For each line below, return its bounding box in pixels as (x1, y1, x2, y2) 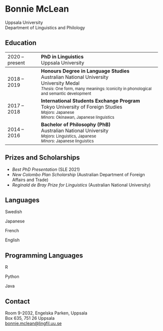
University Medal (41, 79, 80, 86)
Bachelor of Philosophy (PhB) (41, 121, 111, 128)
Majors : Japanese (41, 110, 74, 115)
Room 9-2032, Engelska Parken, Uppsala (5, 310, 87, 316)
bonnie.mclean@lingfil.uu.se (5, 320, 62, 326)
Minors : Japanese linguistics (41, 138, 94, 144)
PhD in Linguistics (41, 53, 84, 60)
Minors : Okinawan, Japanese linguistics (41, 114, 115, 120)
